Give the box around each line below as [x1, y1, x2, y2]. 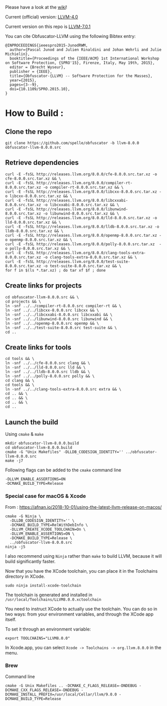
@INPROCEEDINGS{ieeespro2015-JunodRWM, [5, 43, 88, 48]
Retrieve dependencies [5, 158, 79, 167]
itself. [5, 616, 16, 622]
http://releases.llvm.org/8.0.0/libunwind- [36, 207, 128, 212]
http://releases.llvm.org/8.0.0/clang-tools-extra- [36, 250, 146, 255]
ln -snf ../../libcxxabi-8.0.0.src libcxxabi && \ [5, 312, 113, 317]
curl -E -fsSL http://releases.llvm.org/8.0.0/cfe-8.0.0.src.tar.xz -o [5, 172, 157, 177]
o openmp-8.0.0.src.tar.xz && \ [5, 237, 72, 242]
